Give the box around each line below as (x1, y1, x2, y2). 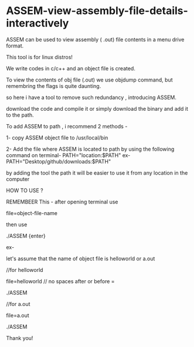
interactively (6, 16, 69, 30)
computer (6, 175, 30, 182)
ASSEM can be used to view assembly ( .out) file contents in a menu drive (6, 36, 185, 43)
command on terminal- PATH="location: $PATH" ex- (6, 151, 131, 159)
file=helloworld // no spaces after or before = (6, 277, 115, 285)
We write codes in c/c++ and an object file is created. (6, 64, 136, 72)
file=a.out (6, 312, 29, 319)
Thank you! (6, 334, 33, 341)
